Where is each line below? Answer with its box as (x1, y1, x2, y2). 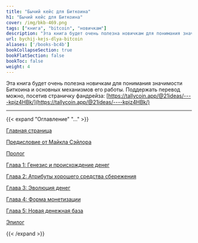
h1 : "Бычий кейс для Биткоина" (6, 14, 83, 20)
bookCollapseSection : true (6, 47, 72, 53)
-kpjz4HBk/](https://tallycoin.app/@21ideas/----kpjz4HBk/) (6, 99, 150, 106)
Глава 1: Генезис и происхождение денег (6, 161, 110, 169)
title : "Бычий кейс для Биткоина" (6, 8, 91, 15)
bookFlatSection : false (6, 53, 65, 59)
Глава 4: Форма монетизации (6, 196, 81, 203)
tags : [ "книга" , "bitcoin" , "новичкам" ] (6, 25, 107, 31)
